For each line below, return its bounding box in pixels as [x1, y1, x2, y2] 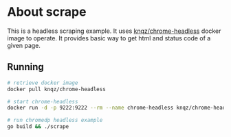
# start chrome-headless [7, 98, 78, 105]
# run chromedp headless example [7, 117, 103, 124]
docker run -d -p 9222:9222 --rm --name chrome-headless [7, 104, 174, 112]
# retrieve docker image [7, 79, 78, 86]
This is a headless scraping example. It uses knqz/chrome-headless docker [7, 27, 221, 35]
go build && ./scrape [7, 123, 69, 130]
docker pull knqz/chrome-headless [7, 86, 107, 92]
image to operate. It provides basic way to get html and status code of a [7, 34, 211, 42]
